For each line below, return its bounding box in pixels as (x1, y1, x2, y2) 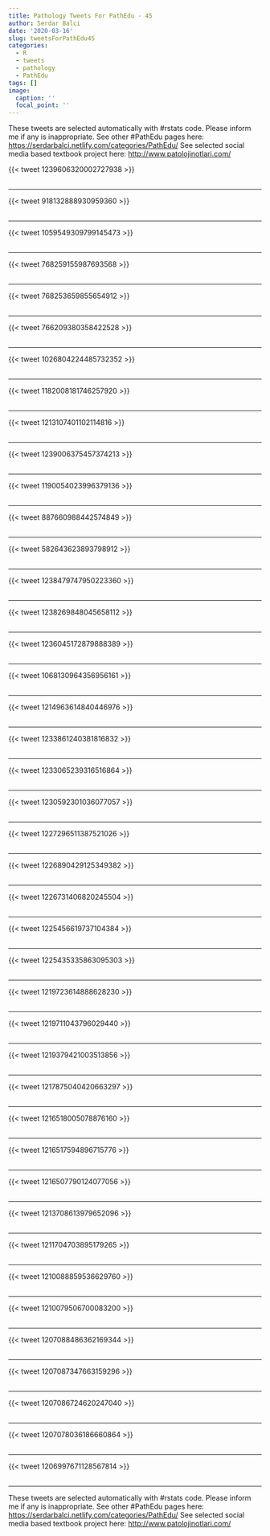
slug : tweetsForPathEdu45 (8, 34, 95, 43)
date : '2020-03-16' (8, 27, 74, 35)
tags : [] (8, 79, 38, 87)
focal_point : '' (15, 101, 70, 109)
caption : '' (15, 94, 56, 102)
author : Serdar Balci (8, 19, 81, 27)
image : (8, 86, 31, 95)
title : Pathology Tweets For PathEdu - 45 (8, 11, 153, 20)
